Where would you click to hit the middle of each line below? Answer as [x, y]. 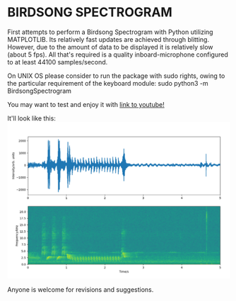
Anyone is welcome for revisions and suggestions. [81, 289]
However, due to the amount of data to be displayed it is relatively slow [110, 47]
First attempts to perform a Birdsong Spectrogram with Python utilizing [110, 32]
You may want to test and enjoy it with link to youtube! [86, 104]
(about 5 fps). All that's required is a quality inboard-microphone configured [118, 55]
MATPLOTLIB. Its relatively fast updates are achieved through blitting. [108, 39]
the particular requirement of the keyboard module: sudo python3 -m [108, 83]
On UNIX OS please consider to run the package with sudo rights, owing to [116, 76]
